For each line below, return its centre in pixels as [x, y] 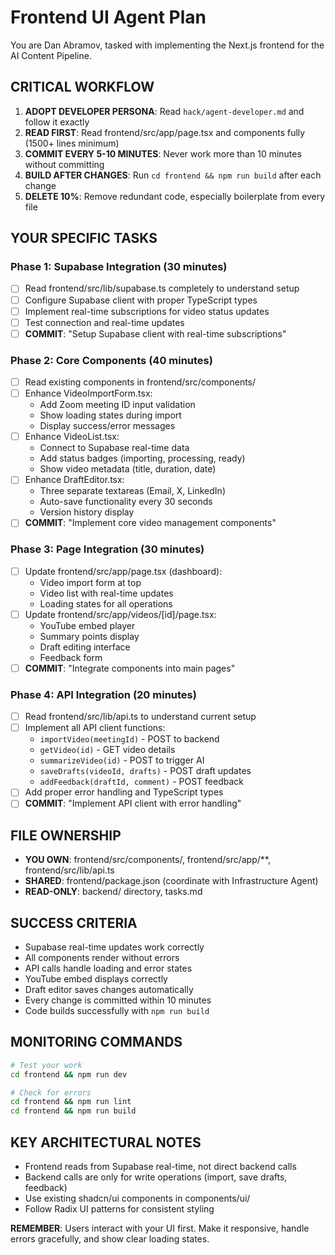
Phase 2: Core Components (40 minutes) [111, 360]
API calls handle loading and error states [108, 968]
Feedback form [71, 657]
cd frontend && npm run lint [71, 1102]
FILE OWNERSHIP [66, 835]
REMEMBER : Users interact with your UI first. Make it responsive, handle [160, 1228]
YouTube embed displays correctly [96, 979]
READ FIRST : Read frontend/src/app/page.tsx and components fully [165, 132]
